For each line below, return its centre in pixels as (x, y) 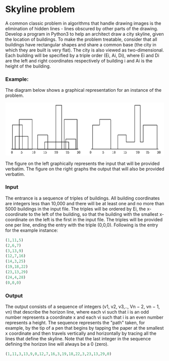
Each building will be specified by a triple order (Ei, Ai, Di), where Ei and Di (82, 55)
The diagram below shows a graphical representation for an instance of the (83, 90)
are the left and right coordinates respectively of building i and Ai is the (79, 61)
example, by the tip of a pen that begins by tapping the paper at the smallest (84, 328)
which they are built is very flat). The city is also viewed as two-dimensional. (84, 50)
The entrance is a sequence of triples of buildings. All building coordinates (82, 198)
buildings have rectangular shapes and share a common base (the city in (81, 44)
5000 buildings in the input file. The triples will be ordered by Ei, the (76, 209)
